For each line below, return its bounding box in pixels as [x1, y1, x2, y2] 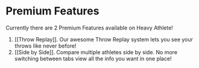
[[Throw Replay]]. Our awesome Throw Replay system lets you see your [14, 36, 194, 43]
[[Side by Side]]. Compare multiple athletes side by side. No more [14, 48, 178, 55]
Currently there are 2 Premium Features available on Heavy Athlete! [5, 24, 173, 31]
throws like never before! [14, 42, 77, 49]
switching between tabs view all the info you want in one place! [14, 55, 172, 62]
